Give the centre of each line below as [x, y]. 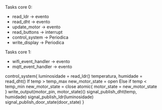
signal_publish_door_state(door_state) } [45, 102]
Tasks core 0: [19, 7]
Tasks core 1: [18, 52]
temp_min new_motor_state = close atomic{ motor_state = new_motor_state [81, 87]
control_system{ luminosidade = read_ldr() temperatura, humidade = [74, 76]
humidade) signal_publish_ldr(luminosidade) [49, 97]
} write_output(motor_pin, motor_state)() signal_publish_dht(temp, [71, 92]
